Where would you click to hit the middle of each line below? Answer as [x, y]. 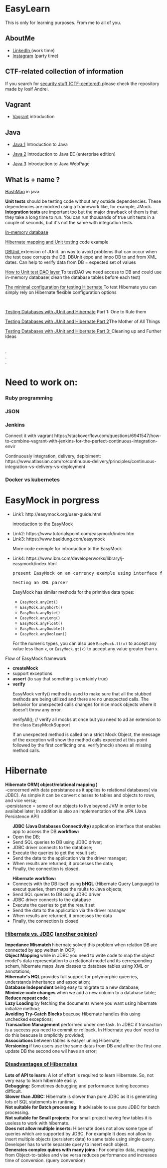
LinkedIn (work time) [33, 50]
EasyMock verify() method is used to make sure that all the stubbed [82, 694]
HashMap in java [22, 191]
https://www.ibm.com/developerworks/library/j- [75, 558]
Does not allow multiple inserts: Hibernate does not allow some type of [79, 1128]
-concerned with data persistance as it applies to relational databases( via [81, 790]
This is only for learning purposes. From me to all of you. [63, 23]
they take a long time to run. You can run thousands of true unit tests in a [80, 217]
